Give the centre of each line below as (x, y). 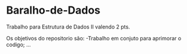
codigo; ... (19, 45)
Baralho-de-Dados (53, 10)
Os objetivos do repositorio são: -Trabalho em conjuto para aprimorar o (94, 38)
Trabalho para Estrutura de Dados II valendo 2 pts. (68, 27)
